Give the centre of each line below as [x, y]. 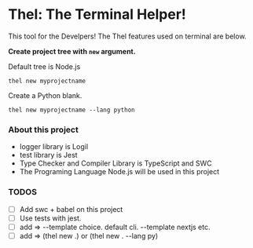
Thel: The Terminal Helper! [97, 15]
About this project [43, 129]
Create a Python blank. [45, 95]
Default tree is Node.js [44, 66]
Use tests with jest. [50, 218]
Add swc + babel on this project [71, 209]
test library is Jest [48, 155]
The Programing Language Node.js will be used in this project [119, 172]
